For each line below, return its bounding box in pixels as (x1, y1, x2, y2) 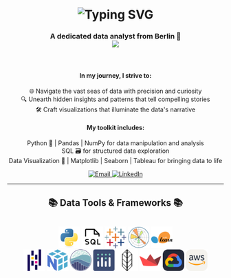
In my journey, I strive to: (79, 72, 152, 80)
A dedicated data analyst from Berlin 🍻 (49, 32, 181, 41)
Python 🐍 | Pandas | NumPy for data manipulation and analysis (27, 138, 204, 147)
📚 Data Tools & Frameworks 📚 (47, 197, 184, 209)
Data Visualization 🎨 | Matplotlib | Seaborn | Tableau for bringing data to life (8, 156, 223, 164)
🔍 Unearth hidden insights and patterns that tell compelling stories (21, 95, 210, 103)
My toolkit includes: (86, 124, 145, 132)
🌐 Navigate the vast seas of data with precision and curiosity (29, 87, 202, 95)
